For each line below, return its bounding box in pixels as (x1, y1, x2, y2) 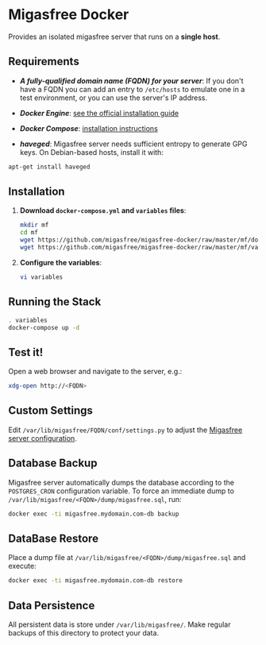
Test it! (8, 346, 44, 359)
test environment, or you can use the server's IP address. (19, 93, 208, 102)
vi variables (19, 272, 64, 281)
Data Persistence (8, 598, 95, 612)
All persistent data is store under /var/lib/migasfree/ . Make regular (8, 620, 231, 629)
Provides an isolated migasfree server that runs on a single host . (8, 32, 221, 41)
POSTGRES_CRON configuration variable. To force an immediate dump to (8, 486, 234, 496)
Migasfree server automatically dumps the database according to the (8, 477, 234, 487)
